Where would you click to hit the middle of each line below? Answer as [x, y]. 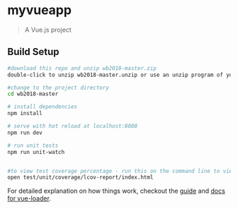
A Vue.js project [48, 30]
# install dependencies [42, 107]
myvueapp [40, 10]
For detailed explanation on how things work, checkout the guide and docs [116, 191]
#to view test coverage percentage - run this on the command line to [114, 171]
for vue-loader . [29, 198]
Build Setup [33, 52]
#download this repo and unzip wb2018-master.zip [82, 68]
